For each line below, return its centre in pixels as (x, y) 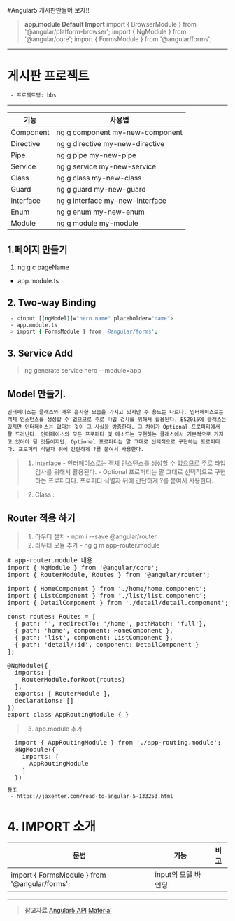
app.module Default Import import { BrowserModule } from (111, 24)
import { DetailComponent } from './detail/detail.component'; (118, 602)
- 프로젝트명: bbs (33, 95)
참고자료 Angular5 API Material (68, 911)
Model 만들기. (37, 394)
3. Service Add (40, 354)
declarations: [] (44, 700)
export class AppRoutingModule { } (68, 714)
